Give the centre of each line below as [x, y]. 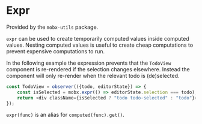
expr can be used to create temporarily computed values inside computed [98, 38]
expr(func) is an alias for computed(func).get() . [65, 115]
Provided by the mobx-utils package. [52, 27]
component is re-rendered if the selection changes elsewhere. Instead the [98, 69]
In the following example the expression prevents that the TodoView [89, 63]
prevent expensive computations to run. [56, 51]
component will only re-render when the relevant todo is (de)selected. [93, 75]
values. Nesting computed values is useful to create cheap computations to [100, 45]
